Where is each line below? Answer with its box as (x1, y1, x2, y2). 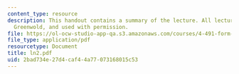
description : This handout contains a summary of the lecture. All (7, 17, 212, 24)
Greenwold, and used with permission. (14, 23, 129, 30)
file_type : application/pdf (7, 37, 91, 44)
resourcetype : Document (7, 43, 78, 50)
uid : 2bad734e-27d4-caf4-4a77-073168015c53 (7, 56, 139, 63)
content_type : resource (7, 10, 78, 18)
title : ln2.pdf (7, 50, 53, 57)
